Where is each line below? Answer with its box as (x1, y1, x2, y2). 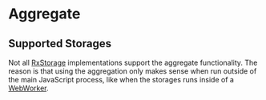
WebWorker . (8, 83, 50, 93)
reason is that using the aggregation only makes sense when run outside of (8, 66, 257, 76)
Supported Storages (8, 37, 112, 50)
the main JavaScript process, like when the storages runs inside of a (8, 75, 235, 84)
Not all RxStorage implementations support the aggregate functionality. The (8, 58, 258, 67)
